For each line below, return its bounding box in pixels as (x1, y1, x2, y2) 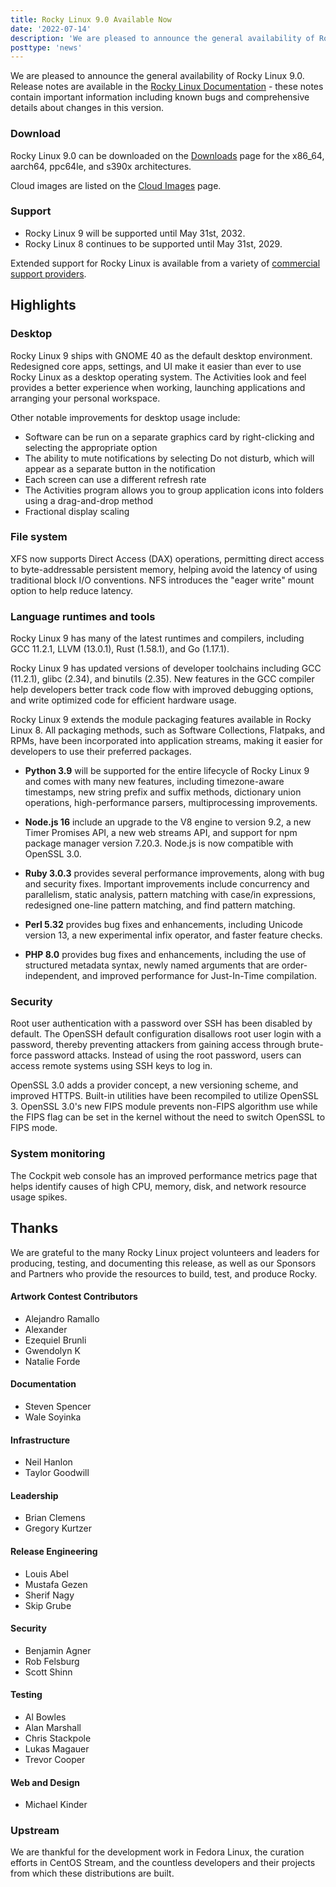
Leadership (10, 1489, 59, 1501)
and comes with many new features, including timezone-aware (24, 776, 285, 788)
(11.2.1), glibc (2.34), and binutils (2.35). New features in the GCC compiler (10, 673, 315, 685)
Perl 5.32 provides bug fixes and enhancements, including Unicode (24, 919, 303, 931)
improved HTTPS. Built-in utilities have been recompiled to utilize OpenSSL (10, 1090, 319, 1102)
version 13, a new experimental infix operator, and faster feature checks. (24, 929, 323, 941)
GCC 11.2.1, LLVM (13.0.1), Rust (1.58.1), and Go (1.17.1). (10, 643, 230, 655)
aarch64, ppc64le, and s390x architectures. (10, 160, 192, 172)
